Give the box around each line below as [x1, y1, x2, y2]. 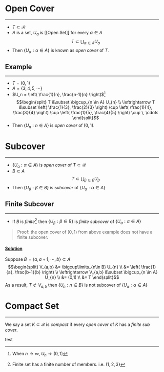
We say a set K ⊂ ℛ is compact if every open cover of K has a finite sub [5, 322, 150, 327]
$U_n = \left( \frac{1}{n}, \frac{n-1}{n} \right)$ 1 [12, 91, 106, 97]
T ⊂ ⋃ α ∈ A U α [71, 38, 100, 46]
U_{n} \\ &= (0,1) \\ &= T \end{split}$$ [44, 274, 120, 280]
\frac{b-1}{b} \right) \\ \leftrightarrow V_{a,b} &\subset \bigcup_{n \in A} [14, 269, 158, 275]
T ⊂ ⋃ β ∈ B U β [71, 176, 100, 183]
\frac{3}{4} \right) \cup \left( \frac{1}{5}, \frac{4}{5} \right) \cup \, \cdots [13, 109, 159, 115]
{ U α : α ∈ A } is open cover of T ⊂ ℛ [12, 162, 86, 169]
